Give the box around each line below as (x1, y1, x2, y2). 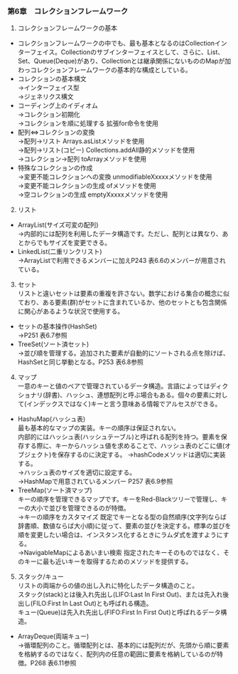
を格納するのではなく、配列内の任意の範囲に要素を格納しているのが (17, 650, 217, 658)
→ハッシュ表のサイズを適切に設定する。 (17, 468, 136, 477)
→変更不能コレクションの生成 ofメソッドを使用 (17, 182, 156, 190)
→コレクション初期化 (17, 110, 80, 119)
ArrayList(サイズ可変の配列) (17, 221, 99, 229)
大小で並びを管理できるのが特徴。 (30, 504, 130, 512)
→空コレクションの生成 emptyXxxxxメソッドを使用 (17, 190, 168, 199)
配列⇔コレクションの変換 (17, 128, 95, 137)
